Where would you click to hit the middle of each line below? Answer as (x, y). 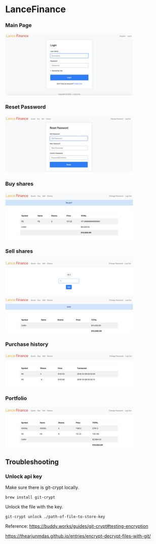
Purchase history (27, 344)
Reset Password (26, 107)
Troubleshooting (32, 462)
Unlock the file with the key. (34, 507)
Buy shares (19, 184)
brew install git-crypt (30, 497)
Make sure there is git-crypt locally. (42, 488)
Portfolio (16, 399)
